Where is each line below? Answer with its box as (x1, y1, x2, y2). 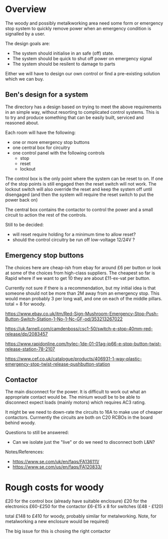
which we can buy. (5, 76, 44, 82)
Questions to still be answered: (5, 430, 69, 436)
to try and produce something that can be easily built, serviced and (5, 114, 144, 120)
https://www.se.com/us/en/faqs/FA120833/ (12, 464, 102, 470)
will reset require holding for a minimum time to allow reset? (12, 231, 136, 237)
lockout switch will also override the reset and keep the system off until (5, 186, 152, 192)
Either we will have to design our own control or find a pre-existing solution (5, 70, 160, 76)
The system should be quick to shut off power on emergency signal (12, 55, 152, 61)
